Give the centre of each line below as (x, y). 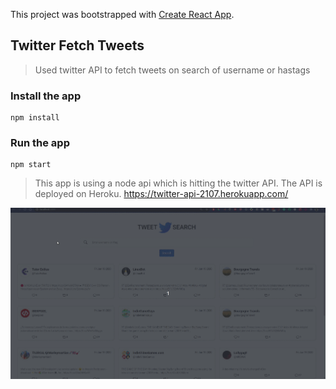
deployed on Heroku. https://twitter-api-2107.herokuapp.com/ (161, 194)
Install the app (46, 96)
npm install (35, 118)
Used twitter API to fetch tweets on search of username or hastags (172, 70)
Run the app (40, 143)
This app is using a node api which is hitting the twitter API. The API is (178, 183)
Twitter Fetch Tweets (77, 45)
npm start (31, 165)
